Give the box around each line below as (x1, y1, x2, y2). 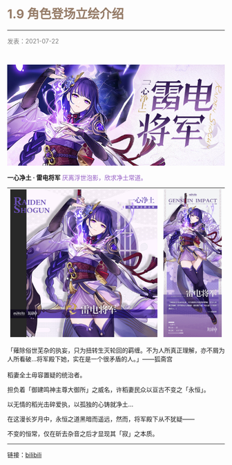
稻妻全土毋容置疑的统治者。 (7, 371, 86, 379)
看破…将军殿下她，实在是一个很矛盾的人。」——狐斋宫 (19, 355, 173, 363)
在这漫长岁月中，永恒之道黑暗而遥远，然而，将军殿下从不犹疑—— (7, 415, 195, 424)
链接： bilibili (7, 450, 42, 459)
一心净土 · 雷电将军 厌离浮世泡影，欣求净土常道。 (7, 173, 147, 182)
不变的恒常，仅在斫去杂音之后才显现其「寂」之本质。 (7, 430, 159, 438)
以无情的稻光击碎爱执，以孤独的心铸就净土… (7, 400, 134, 408)
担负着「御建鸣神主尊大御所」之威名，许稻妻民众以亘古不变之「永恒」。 (7, 386, 210, 394)
